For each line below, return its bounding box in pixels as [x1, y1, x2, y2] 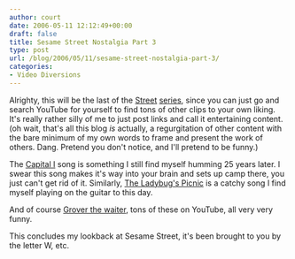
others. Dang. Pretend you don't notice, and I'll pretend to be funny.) [9, 141, 259, 152]
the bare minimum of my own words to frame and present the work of [9, 132, 263, 142]
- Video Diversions [9, 71, 82, 80]
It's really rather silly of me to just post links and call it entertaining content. [9, 113, 283, 124]
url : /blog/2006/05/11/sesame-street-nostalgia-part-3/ [9, 54, 220, 63]
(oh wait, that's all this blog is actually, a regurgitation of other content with [9, 123, 282, 133]
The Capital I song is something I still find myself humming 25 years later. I [9, 158, 281, 169]
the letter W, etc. [9, 240, 69, 250]
